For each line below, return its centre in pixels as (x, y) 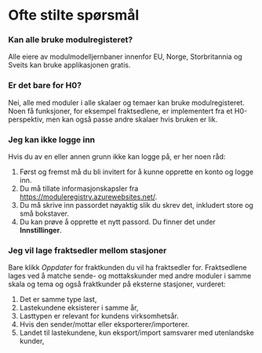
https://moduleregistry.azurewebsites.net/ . (88, 197)
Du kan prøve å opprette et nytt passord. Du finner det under (117, 222)
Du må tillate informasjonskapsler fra (79, 189)
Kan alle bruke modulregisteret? (71, 40)
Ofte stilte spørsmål (74, 15)
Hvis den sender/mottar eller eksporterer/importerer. (104, 325)
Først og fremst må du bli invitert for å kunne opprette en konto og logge (136, 172)
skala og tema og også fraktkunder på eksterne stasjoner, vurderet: (117, 284)
